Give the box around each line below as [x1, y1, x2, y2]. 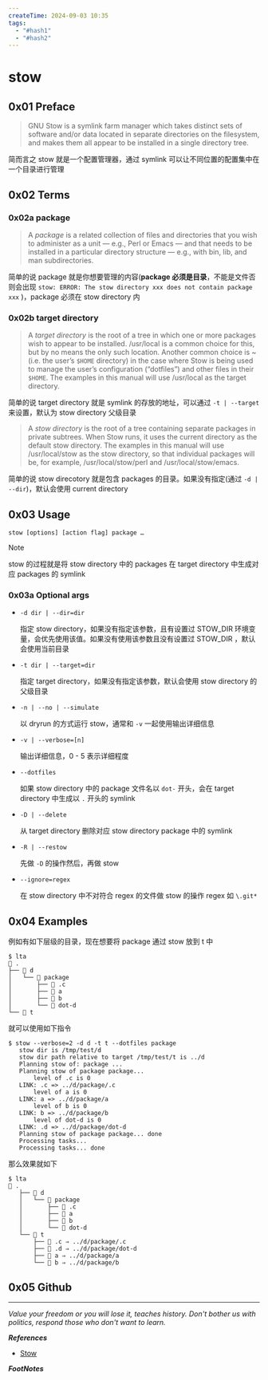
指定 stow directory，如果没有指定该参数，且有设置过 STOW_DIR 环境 [19, 624, 250, 634]
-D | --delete [19, 811, 67, 819]
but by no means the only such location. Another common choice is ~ [27, 348, 257, 357]
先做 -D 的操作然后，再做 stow [19, 858, 120, 868]
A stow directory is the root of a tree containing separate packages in [27, 424, 256, 433]
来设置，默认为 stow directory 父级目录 [8, 408, 137, 417]
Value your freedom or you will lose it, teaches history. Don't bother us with [8, 1309, 257, 1319]
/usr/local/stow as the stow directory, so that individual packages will [27, 449, 255, 459]
